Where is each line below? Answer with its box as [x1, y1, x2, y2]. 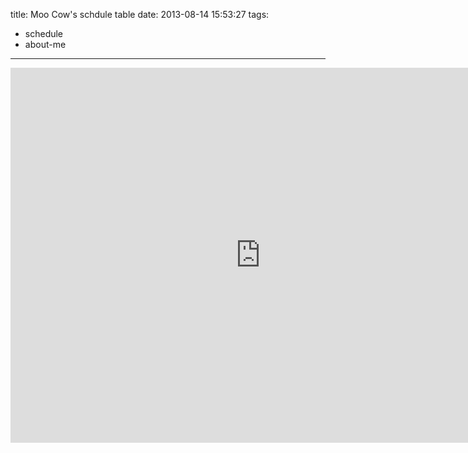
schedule [24, 28, 64, 39]
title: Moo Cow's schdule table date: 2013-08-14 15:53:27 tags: [10, 9, 270, 20]
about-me [24, 39, 67, 50]
